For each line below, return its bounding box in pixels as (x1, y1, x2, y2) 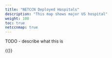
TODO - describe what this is (5, 38, 63, 44)
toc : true (5, 20, 25, 26)
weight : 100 (5, 16, 29, 21)
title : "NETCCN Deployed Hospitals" (5, 7, 79, 12)
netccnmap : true (5, 25, 38, 30)
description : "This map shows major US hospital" (5, 12, 108, 16)
